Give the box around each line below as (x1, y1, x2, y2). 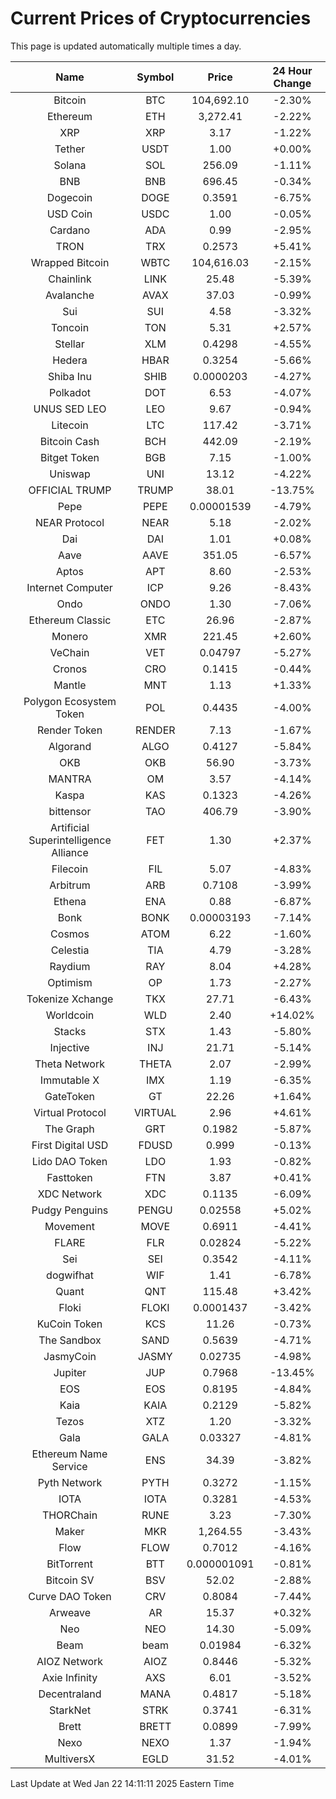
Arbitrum (49, 878, 91, 892)
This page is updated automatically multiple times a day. (10, 40, 242, 52)
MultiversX (44, 1752, 96, 1766)
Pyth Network (37, 1475, 103, 1489)
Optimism (47, 975, 93, 989)
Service (51, 1459, 88, 1473)
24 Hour (272, 63, 313, 77)
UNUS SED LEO (33, 402, 107, 416)
